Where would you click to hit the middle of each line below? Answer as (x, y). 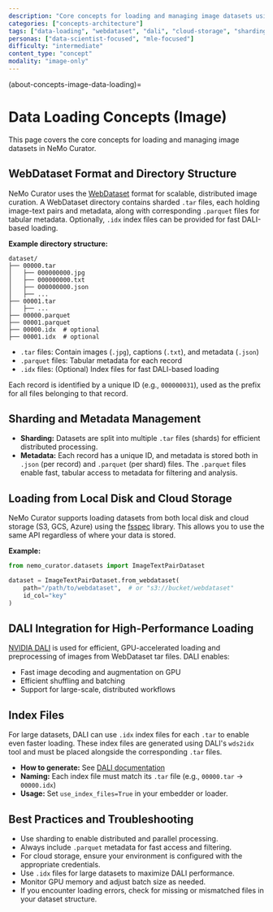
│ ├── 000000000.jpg (47, 273)
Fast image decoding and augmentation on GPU (100, 672)
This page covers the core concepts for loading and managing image (124, 140)
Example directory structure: (58, 244)
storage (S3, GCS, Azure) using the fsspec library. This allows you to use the (136, 527)
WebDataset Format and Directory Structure (123, 174)
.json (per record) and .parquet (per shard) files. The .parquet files (133, 465)
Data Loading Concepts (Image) (118, 117)
